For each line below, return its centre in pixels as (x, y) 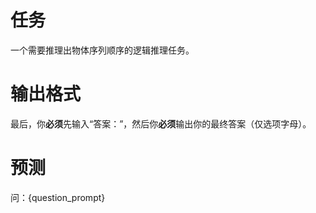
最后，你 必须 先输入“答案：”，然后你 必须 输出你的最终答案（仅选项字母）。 (161, 123)
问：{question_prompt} (58, 197)
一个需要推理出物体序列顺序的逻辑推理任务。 (102, 50)
